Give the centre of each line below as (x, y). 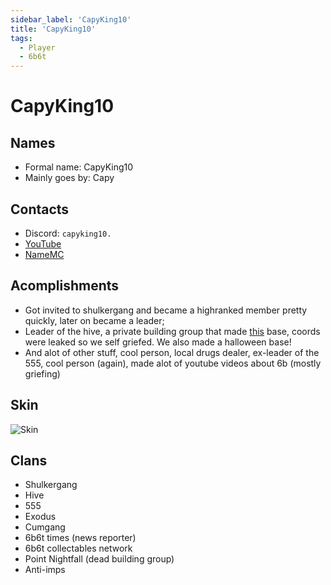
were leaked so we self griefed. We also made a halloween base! (158, 342)
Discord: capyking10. (68, 233)
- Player (37, 47)
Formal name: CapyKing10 (79, 167)
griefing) (42, 373)
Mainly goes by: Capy (69, 178)
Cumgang (45, 527)
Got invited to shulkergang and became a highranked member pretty (166, 310)
